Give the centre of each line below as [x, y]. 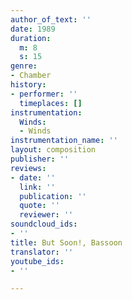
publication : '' [53, 196]
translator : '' [42, 252]
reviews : [28, 168]
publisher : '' [40, 159]
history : [28, 85]
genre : [24, 66]
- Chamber [31, 76]
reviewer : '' [46, 215]
